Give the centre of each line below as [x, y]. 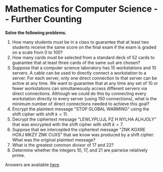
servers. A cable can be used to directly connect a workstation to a [79, 73]
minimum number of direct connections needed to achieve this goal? [81, 104]
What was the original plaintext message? [54, 140]
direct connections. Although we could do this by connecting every [79, 94]
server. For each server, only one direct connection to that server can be [84, 78]
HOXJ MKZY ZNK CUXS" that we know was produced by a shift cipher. [83, 135]
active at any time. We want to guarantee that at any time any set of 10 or [85, 83]
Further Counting [46, 19]
